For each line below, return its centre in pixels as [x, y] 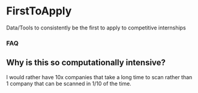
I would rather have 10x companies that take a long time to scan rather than [99, 77]
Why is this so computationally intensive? [86, 63]
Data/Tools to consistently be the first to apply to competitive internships [96, 28]
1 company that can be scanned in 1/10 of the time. [69, 83]
